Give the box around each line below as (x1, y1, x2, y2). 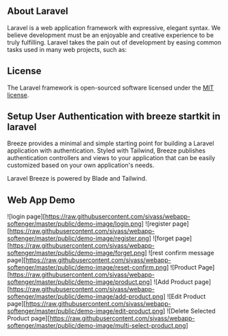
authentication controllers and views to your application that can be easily (7, 154, 216, 162)
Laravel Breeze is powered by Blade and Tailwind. (7, 175, 147, 183)
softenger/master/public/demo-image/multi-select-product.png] (7, 322, 188, 330)
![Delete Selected (166, 307, 216, 315)
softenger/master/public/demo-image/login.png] (7, 220, 144, 228)
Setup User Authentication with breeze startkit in (7, 111, 221, 122)
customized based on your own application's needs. (7, 161, 155, 170)
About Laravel (7, 5, 68, 17)
